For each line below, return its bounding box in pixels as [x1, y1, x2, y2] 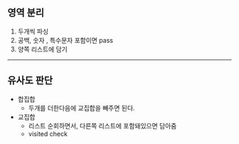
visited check [28, 129, 68, 138]
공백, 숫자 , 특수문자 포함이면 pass [17, 36, 114, 44]
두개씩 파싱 [17, 27, 49, 36]
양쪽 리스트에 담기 [17, 45, 68, 53]
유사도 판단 [7, 74, 53, 87]
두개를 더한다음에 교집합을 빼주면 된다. [28, 103, 135, 112]
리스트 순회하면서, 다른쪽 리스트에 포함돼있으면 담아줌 [28, 121, 177, 130]
